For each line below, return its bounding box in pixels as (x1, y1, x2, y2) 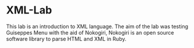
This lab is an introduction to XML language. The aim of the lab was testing (6, 23, 189, 30)
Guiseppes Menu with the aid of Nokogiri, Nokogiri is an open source (6, 29, 174, 36)
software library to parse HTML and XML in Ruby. (6, 35, 127, 42)
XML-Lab (6, 4, 52, 17)
